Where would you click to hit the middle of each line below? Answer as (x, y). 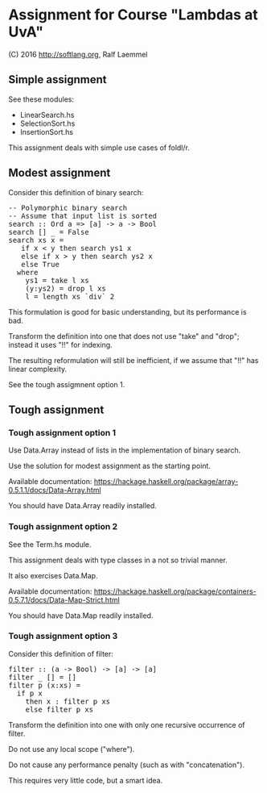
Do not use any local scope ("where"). (72, 749)
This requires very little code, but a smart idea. (86, 780)
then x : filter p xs (68, 701)
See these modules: (41, 99)
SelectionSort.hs (47, 123)
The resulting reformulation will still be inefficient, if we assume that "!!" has (133, 360)
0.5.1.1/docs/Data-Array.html (55, 490)
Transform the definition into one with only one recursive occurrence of (127, 724)
